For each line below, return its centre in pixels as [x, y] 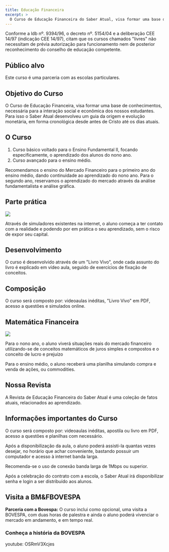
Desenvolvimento [33, 250]
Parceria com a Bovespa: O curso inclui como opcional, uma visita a [76, 509]
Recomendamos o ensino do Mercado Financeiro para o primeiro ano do [80, 170]
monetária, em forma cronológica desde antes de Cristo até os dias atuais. [82, 122]
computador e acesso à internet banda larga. [52, 456]
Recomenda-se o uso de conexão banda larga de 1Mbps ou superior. [77, 466]
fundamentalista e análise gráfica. [40, 186]
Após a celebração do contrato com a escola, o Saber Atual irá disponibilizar [84, 476]
